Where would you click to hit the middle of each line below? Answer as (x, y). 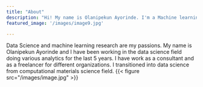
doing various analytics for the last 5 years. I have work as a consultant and (100, 59)
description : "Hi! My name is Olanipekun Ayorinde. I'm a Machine (92, 18)
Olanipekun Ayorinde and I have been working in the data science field (94, 52)
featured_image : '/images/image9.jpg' (55, 23)
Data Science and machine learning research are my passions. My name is (99, 45)
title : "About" (25, 12)
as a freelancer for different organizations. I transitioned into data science (98, 65)
